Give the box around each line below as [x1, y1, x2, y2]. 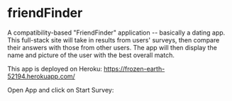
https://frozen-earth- [104, 64, 165, 73]
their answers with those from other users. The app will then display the [7, 43, 218, 52]
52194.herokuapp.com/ [7, 72, 76, 81]
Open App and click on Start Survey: [7, 85, 114, 94]
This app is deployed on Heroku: [7, 64, 103, 73]
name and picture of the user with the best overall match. [7, 51, 175, 59]
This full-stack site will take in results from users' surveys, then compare [7, 35, 220, 44]
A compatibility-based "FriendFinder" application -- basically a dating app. [7, 28, 226, 37]
